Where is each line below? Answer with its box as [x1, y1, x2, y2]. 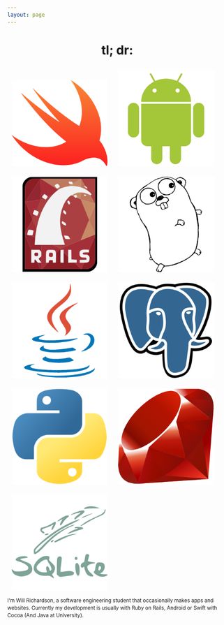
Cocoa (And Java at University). [7, 612, 84, 619]
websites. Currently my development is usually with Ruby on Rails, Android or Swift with [7, 604, 218, 611]
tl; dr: [100, 42, 134, 58]
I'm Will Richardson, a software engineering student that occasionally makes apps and [7, 597, 214, 604]
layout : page [7, 11, 45, 18]
